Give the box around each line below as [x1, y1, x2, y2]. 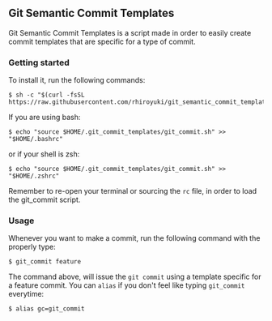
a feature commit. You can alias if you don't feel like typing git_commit [8, 280, 245, 290]
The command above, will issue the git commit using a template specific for [8, 272, 261, 282]
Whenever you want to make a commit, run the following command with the [8, 233, 261, 243]
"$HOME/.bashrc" [8, 135, 63, 143]
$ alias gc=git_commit [8, 305, 85, 313]
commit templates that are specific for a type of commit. [8, 36, 196, 46]
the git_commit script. [8, 195, 81, 205]
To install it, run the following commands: [8, 75, 146, 85]
